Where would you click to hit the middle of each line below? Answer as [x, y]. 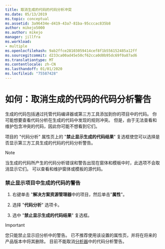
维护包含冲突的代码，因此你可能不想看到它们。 [52, 126]
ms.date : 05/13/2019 [26, 14]
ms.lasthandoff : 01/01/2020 [34, 69]
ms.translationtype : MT [29, 60]
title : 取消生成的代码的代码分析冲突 [39, 10]
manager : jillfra [23, 37]
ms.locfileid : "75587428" [31, 74]
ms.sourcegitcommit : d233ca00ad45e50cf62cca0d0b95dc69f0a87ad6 [71, 55]
